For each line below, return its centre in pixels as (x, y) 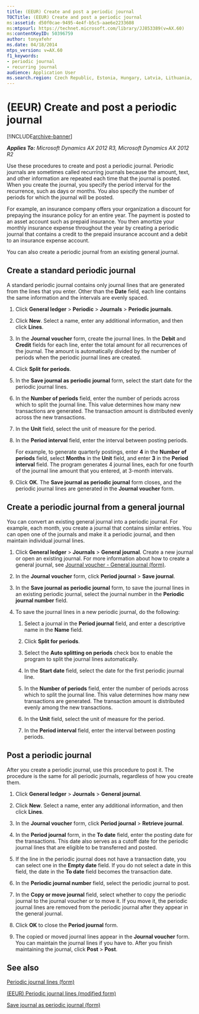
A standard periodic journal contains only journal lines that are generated (96, 285)
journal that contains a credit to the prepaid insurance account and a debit (97, 234)
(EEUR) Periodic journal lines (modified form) (62, 994)
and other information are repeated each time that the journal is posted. (94, 178)
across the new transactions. (51, 417)
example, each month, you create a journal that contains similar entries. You (99, 528)
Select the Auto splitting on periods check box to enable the (98, 653)
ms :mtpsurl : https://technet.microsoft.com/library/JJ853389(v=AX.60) (96, 28)
